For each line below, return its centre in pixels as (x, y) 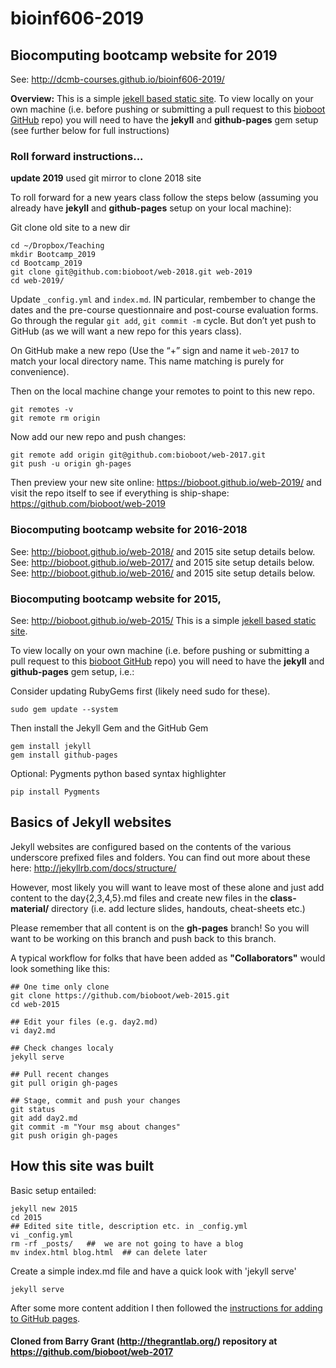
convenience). (40, 372)
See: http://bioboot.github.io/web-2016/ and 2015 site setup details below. (163, 573)
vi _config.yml (42, 1235)
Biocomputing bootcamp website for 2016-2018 (129, 530)
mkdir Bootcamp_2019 (53, 255)
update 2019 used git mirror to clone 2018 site (106, 178)
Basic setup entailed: (53, 1190)
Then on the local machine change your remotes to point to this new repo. (162, 391)
